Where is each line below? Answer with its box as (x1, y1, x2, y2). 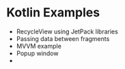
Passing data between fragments (16, 34, 110, 42)
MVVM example (16, 42, 62, 50)
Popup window (16, 49, 59, 57)
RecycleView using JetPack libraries (16, 27, 119, 36)
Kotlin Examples (6, 5, 100, 20)
